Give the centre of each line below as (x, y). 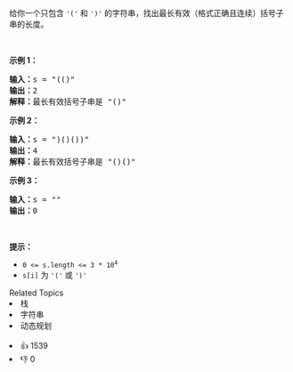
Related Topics (37, 293)
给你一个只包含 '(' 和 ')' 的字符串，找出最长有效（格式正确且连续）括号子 (146, 13)
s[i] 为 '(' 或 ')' (54, 275)
